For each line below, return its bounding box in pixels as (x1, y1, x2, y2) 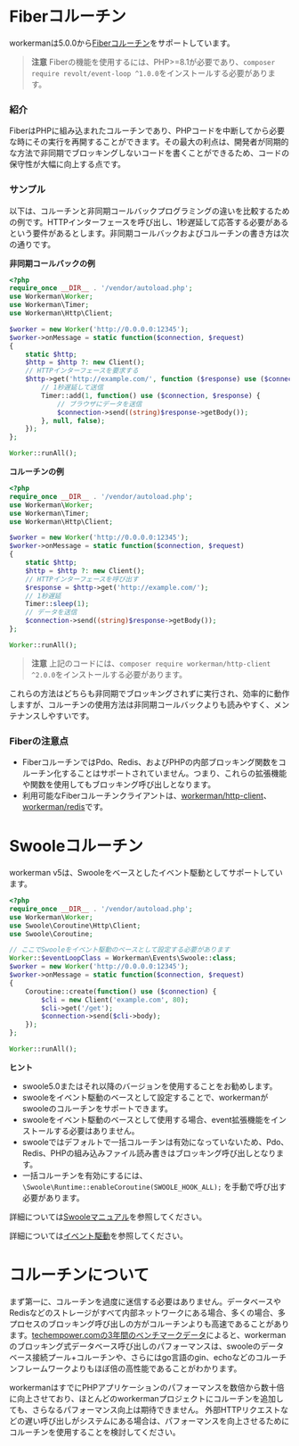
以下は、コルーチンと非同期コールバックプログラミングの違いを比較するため (9, 205, 290, 216)
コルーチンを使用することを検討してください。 (9, 1426, 181, 1437)
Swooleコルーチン (9, 836, 144, 856)
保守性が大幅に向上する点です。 (9, 159, 126, 170)
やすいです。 (47, 710, 94, 721)
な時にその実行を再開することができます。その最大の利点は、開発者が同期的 (9, 137, 289, 147)
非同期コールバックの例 (9, 258, 95, 269)
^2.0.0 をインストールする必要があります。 (30, 669, 188, 679)
